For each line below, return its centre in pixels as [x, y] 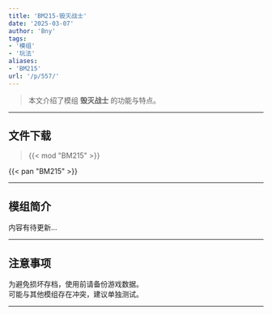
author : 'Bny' [32, 31]
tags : [17, 38]
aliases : [23, 62]
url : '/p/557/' [34, 76]
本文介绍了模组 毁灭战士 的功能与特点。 [94, 100]
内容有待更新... [33, 228]
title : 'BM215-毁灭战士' [48, 16]
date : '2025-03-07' [41, 23]
